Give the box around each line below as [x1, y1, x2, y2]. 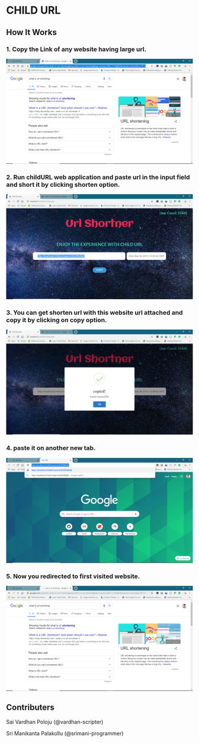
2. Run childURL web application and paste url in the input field [6, 173, 191, 181]
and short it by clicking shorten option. [6, 180, 120, 189]
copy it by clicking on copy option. [6, 316, 107, 324]
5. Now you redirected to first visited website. [6, 572, 140, 580]
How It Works [6, 27, 57, 37]
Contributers [6, 703, 55, 713]
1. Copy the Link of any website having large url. [6, 45, 147, 53]
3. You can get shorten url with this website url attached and [6, 309, 183, 317]
